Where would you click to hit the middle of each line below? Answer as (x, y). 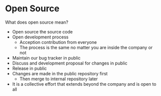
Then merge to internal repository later (59, 79)
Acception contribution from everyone (58, 42)
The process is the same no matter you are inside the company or (86, 47)
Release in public (29, 68)
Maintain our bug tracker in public (46, 58)
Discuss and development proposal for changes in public (70, 63)
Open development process (40, 37)
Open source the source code (42, 32)
